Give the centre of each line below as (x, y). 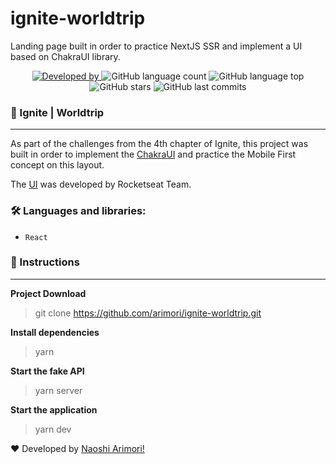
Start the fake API (47, 371)
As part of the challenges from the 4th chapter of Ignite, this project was (159, 144)
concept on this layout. (57, 165)
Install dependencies (55, 332)
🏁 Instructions (45, 262)
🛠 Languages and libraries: (78, 211)
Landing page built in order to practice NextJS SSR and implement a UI (156, 46)
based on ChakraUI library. (65, 56)
